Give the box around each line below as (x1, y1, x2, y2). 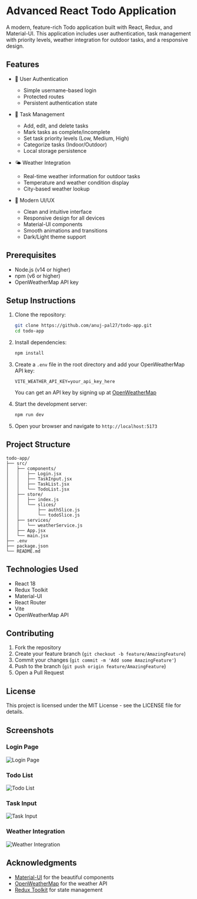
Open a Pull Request (14, 669, 65, 676)
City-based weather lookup (23, 185, 90, 192)
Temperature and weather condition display (23, 179, 129, 186)
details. (6, 708, 24, 715)
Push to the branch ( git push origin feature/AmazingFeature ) (14, 663, 166, 670)
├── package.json (6, 543, 49, 549)
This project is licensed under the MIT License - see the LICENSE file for (6, 702, 181, 709)
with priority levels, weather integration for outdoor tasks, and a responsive (6, 36, 188, 43)
